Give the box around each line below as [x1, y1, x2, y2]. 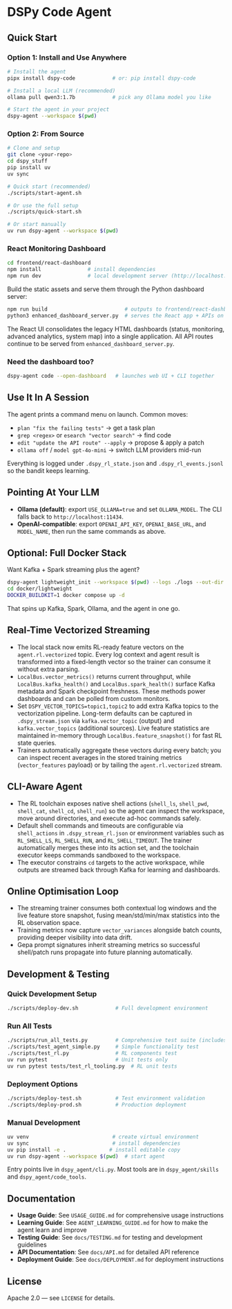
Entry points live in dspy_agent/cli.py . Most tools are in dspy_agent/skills [7, 1165, 219, 1174]
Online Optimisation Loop [7, 885, 119, 897]
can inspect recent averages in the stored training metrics [17, 753, 182, 761]
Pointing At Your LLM [7, 487, 100, 499]
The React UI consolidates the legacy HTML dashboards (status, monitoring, [7, 324, 225, 333]
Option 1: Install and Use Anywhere [7, 53, 127, 62]
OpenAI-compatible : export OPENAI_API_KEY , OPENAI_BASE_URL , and [17, 519, 206, 528]
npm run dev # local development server [7, 272, 168, 279]
